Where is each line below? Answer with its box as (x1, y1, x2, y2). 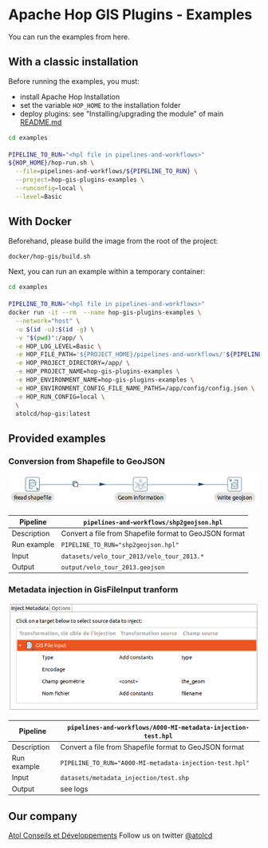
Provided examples (8, 431, 106, 445)
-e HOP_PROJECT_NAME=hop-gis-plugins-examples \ (15, 367, 180, 376)
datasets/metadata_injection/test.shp (60, 775, 190, 783)
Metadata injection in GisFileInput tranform (8, 584, 179, 596)
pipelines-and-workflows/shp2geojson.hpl (83, 518, 223, 526)
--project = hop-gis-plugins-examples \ (15, 176, 145, 184)
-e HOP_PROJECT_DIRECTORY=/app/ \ (15, 359, 130, 367)
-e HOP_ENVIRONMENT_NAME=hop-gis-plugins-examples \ (15, 376, 195, 384)
